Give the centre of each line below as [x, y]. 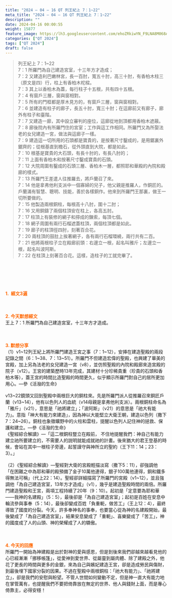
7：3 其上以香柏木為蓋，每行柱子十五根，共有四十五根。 [77, 89]
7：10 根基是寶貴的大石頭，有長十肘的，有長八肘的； [74, 153]
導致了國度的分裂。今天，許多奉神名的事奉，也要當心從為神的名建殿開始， [84, 509]
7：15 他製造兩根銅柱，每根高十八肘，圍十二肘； [69, 204]
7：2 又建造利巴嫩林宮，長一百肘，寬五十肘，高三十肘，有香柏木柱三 [91, 76]
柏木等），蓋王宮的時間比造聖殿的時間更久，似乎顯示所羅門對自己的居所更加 [85, 377]
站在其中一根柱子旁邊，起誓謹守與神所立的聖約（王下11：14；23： [89, 446]
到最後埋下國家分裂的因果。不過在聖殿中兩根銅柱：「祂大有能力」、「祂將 [80, 571]
